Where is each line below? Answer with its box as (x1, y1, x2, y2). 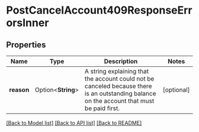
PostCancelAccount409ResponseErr (6, 4, 192, 17)
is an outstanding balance (85, 89, 156, 98)
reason (9, 86, 30, 94)
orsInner (6, 16, 49, 30)
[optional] (162, 86, 190, 94)
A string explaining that (85, 67, 149, 75)
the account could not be (85, 75, 155, 83)
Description (104, 57, 138, 65)
